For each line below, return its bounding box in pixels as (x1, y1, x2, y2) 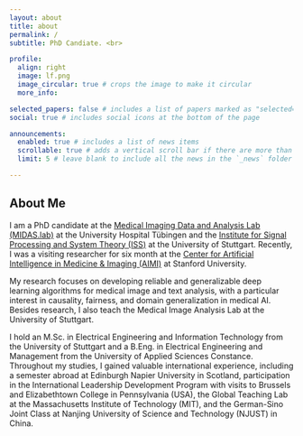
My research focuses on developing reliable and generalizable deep (9, 275, 262, 286)
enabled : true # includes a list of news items (17, 137, 200, 147)
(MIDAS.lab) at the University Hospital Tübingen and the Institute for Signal (9, 229, 287, 240)
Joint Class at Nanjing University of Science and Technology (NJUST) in (9, 408, 278, 419)
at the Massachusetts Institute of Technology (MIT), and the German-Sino (9, 398, 284, 409)
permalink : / (9, 30, 59, 39)
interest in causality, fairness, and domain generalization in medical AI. (9, 294, 271, 305)
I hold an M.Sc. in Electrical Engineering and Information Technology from (9, 331, 284, 342)
